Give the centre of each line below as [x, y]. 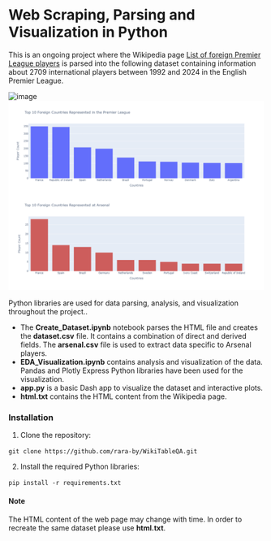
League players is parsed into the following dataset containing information [132, 63]
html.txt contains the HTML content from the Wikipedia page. [123, 396]
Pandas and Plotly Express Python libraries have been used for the [131, 370]
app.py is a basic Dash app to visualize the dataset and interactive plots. [142, 388]
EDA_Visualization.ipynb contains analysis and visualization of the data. [142, 362]
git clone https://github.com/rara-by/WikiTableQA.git [103, 452]
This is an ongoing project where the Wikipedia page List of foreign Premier [135, 54]
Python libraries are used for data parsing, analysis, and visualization [124, 303]
